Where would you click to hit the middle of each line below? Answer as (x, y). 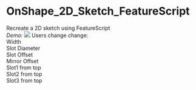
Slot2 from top (24, 74)
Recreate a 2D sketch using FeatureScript (58, 28)
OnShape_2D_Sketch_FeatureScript (98, 11)
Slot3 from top (24, 80)
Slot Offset (20, 54)
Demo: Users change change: (47, 35)
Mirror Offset (22, 61)
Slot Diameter (23, 48)
